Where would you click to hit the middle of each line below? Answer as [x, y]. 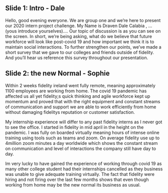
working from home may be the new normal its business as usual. [73, 184]
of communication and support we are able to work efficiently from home [81, 107]
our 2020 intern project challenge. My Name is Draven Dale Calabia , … [79, 26]
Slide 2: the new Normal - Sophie [58, 73]
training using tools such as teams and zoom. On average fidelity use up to [82, 138]
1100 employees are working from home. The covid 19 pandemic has [76, 91]
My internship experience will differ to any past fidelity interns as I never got [84, 122]
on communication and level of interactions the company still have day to [81, 148]
